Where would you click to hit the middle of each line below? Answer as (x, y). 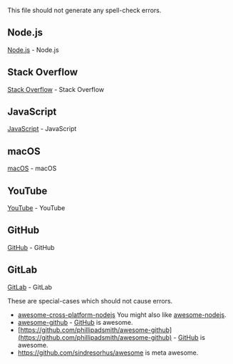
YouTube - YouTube (36, 208)
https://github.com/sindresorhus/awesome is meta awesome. (108, 353)
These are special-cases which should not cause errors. (90, 301)
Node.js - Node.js (33, 50)
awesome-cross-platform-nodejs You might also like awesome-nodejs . (122, 314)
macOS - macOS (32, 168)
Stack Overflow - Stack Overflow (56, 89)
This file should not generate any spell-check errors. (84, 10)
